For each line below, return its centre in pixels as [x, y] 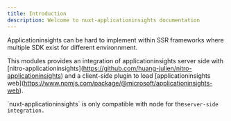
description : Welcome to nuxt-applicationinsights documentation [103, 20]
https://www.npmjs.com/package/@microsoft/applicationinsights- [118, 83]
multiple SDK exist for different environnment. [72, 47]
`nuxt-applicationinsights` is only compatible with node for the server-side [113, 104]
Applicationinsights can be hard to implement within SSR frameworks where [115, 40]
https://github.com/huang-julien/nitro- [137, 68]
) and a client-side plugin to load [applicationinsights [136, 75]
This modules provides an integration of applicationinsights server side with [115, 60]
